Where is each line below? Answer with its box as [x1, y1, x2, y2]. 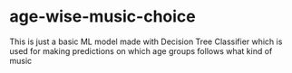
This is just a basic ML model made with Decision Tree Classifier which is [9, 36, 283, 47]
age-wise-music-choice [9, 6, 197, 27]
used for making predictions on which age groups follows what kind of [9, 45, 273, 56]
